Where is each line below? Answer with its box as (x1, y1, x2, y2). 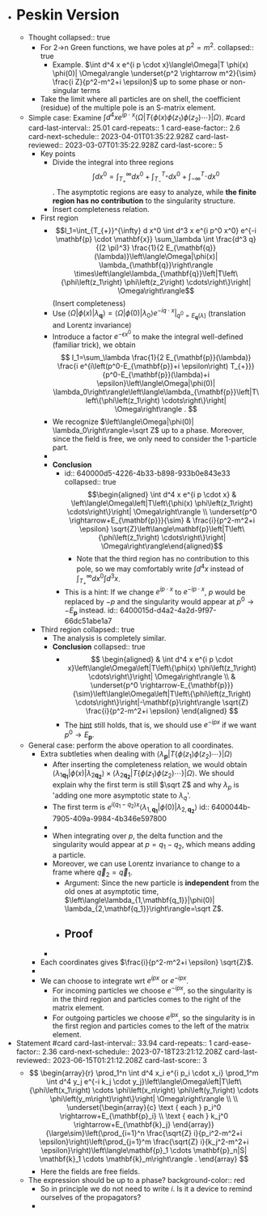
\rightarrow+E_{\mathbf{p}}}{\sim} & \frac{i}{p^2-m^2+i (68, 515, 256, 525)
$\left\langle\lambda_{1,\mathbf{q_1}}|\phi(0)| (64, 895, 215, 905)
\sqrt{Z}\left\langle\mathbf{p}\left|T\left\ (110, 524, 245, 534)
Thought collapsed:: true (28, 32, 111, 42)
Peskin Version (15, 6, 120, 24)
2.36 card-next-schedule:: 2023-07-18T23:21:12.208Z (41, 1047, 223, 1057)
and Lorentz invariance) (52, 320, 132, 329)
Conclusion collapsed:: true (52, 642, 146, 651)
